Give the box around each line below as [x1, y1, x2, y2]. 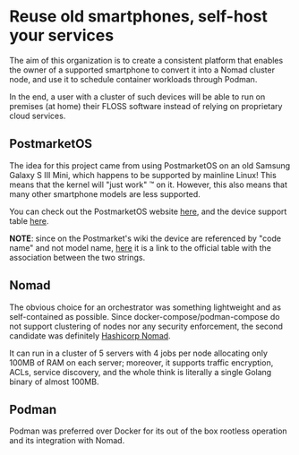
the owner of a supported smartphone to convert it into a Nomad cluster [9, 64, 276, 75]
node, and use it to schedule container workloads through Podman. [9, 73, 258, 84]
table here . [9, 215, 49, 226]
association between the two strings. [9, 252, 146, 262]
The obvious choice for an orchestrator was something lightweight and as [9, 302, 282, 313]
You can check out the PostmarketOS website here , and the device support [9, 206, 287, 217]
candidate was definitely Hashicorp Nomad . [9, 330, 172, 341]
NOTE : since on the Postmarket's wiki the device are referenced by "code [9, 233, 282, 244]
